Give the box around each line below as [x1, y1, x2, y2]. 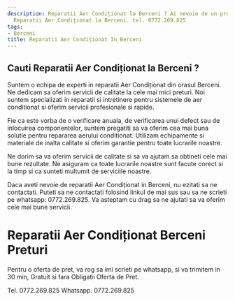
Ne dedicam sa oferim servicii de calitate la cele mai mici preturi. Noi [7, 88, 205, 96]
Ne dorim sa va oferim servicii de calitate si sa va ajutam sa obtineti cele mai [7, 152, 227, 161]
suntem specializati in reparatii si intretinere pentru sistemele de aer [7, 95, 203, 103]
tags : [7, 23, 23, 30]
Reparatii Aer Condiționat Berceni [7, 228, 206, 243]
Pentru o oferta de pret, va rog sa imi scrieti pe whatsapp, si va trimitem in [7, 265, 220, 273]
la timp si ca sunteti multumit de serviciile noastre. [7, 167, 152, 175]
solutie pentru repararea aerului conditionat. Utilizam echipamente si [7, 131, 205, 140]
